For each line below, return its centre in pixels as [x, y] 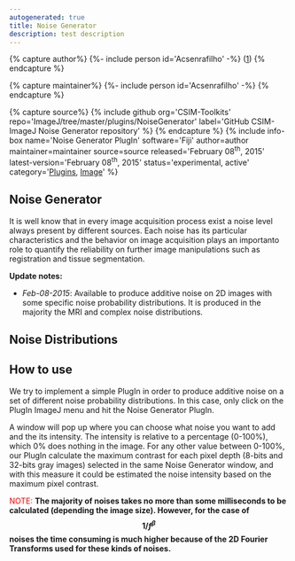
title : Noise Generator [53, 26]
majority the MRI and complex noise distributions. [113, 312]
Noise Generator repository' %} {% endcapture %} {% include [152, 131]
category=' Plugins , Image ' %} [64, 171]
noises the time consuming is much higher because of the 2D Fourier [139, 539]
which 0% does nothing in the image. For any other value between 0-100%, [147, 446]
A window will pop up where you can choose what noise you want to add [143, 427]
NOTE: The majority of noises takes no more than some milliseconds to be [148, 501]
